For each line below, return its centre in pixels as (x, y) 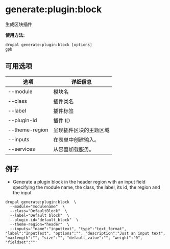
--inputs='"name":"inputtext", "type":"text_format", (68, 229)
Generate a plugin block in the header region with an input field (79, 182)
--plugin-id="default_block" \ (44, 220)
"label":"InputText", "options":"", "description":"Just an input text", (86, 233)
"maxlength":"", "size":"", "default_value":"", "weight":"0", (74, 238)
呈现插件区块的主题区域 (81, 130)
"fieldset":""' (21, 242)
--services (21, 149)
